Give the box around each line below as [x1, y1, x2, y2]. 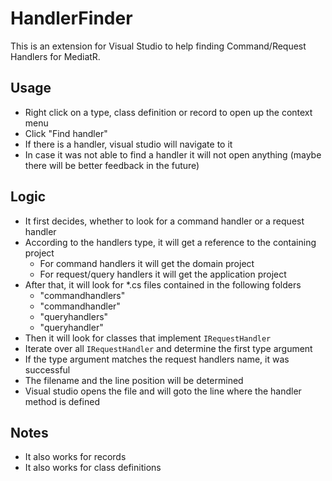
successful [24, 363, 71, 376]
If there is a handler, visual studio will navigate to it [24, 138, 233, 150]
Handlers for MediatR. [10, 50, 101, 62]
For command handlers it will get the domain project [39, 257, 255, 269]
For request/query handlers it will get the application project [39, 268, 287, 280]
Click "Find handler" [24, 127, 108, 139]
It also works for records [24, 451, 127, 463]
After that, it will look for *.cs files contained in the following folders [24, 278, 302, 291]
